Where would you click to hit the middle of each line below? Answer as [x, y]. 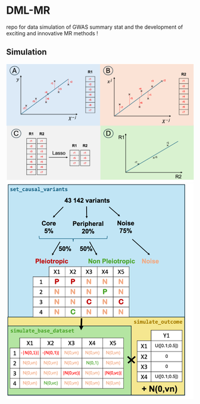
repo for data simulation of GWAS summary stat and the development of [95, 27]
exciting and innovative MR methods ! [52, 33]
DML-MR [28, 10]
